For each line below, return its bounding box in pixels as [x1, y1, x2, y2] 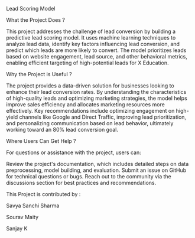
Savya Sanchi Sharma [6, 202, 60, 209]
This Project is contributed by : [6, 191, 81, 197]
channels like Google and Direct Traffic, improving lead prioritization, [19, 113, 187, 120]
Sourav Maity [6, 214, 39, 220]
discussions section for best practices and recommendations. [6, 180, 157, 186]
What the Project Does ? [6, 17, 65, 23]
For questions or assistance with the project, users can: [6, 149, 142, 156]
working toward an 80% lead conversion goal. [6, 126, 118, 133]
